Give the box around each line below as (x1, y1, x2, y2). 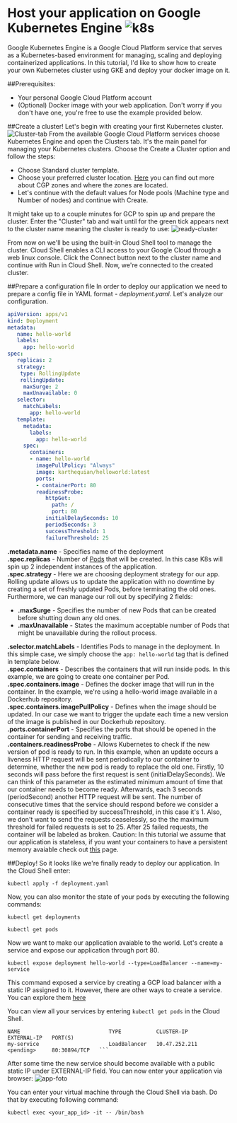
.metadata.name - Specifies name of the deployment (7, 547, 164, 556)
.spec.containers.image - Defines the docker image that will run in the (7, 680, 214, 688)
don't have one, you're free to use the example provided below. (17, 108, 203, 117)
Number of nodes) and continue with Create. (17, 196, 149, 204)
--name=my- (190, 960, 223, 967)
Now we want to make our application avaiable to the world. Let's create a (7, 938, 224, 947)
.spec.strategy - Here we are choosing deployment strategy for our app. (7, 569, 221, 578)
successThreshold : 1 (45, 528, 106, 535)
